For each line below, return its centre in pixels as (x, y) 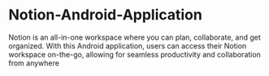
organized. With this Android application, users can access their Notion (128, 45)
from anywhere (34, 63)
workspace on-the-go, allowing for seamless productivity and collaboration (135, 54)
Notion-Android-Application (106, 15)
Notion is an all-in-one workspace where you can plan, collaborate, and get (135, 37)
